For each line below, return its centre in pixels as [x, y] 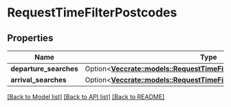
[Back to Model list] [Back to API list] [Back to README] [86, 97]
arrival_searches [38, 80]
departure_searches [44, 69]
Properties [30, 38]
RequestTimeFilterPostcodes [92, 13]
